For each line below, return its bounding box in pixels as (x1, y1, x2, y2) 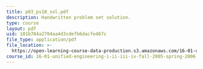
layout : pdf (6, 25, 36, 32)
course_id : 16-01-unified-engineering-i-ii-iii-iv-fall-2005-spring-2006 (6, 53, 196, 59)
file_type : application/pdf (6, 37, 77, 43)
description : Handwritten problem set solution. (6, 14, 131, 20)
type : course (6, 20, 39, 26)
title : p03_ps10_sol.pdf (6, 8, 69, 15)
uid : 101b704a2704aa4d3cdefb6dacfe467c (6, 31, 107, 37)
